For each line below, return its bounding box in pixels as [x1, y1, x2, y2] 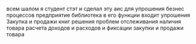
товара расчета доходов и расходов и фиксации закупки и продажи [6, 24, 184, 31]
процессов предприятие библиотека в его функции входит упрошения [6, 11, 191, 19]
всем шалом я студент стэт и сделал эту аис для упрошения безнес [6, 5, 184, 12]
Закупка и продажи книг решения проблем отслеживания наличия [6, 18, 181, 25]
